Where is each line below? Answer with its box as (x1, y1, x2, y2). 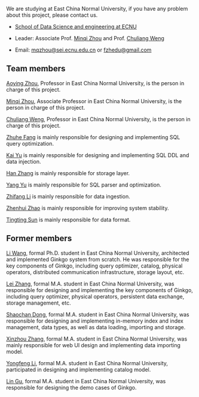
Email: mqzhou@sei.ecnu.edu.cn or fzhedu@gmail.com (14, 46, 152, 53)
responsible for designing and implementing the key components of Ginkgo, (6, 286, 193, 293)
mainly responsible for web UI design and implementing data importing (6, 341, 181, 348)
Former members (6, 233, 72, 243)
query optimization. (6, 140, 54, 147)
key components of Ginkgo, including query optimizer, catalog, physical (6, 262, 183, 269)
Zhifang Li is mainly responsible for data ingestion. (6, 193, 130, 200)
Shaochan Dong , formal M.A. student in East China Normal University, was (6, 311, 189, 318)
